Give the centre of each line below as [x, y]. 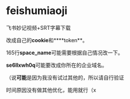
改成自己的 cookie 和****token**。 [47, 40]
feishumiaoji [37, 11]
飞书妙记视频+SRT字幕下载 [39, 28]
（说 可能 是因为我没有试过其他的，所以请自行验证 [65, 77]
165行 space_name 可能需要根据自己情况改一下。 [65, 52]
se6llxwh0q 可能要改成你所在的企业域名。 [57, 65]
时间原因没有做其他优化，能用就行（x [51, 90]
